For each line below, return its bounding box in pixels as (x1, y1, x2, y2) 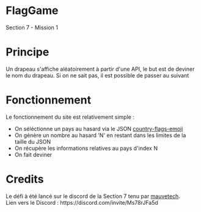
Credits (5, 172, 44, 186)
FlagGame (5, 4, 59, 18)
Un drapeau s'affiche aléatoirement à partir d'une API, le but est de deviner (5, 65, 195, 72)
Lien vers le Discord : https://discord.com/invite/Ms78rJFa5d (5, 199, 158, 206)
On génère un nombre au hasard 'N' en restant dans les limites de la (14, 132, 186, 139)
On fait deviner (14, 150, 53, 158)
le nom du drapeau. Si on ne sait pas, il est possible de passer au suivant (5, 71, 189, 79)
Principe (5, 45, 49, 59)
